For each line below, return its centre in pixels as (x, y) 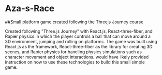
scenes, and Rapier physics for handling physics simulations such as (73, 52)
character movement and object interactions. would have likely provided (77, 57)
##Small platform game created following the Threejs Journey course (74, 22)
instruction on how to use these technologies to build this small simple (75, 62)
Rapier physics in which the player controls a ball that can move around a (78, 36)
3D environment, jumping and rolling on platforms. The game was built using (81, 41)
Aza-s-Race (30, 8)
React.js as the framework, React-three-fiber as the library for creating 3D (79, 46)
